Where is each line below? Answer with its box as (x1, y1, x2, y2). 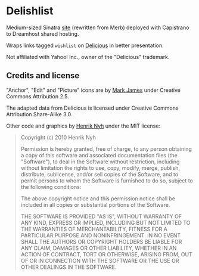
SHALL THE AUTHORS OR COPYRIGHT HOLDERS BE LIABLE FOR (20, 238, 182, 245)
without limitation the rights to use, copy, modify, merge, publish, (20, 164, 181, 171)
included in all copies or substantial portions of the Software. (20, 201, 170, 208)
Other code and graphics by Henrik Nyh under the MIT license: (6, 122, 161, 129)
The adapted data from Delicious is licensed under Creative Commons (6, 104, 179, 111)
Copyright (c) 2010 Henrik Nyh (20, 134, 97, 141)
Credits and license (6, 70, 80, 81)
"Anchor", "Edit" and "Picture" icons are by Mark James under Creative (6, 86, 181, 94)
